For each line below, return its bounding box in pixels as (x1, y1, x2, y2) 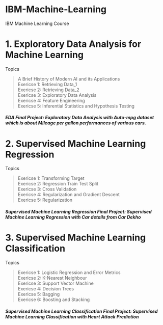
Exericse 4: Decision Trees (17, 285, 74, 291)
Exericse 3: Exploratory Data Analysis (17, 92, 97, 98)
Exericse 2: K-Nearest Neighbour (17, 275, 88, 281)
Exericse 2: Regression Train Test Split (17, 181, 98, 187)
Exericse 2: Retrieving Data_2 (17, 87, 80, 93)
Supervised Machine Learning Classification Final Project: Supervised (5, 308, 158, 314)
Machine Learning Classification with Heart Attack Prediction (5, 313, 139, 319)
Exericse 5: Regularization (17, 197, 73, 203)
